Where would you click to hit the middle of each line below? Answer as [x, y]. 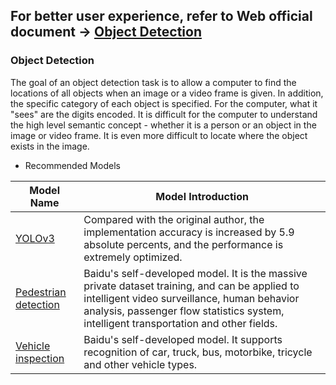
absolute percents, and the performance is [183, 244]
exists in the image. [50, 146]
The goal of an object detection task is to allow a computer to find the [153, 82]
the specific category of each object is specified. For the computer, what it [164, 103]
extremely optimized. [133, 257]
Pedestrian [41, 292]
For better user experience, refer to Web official [161, 16]
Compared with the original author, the [174, 219]
